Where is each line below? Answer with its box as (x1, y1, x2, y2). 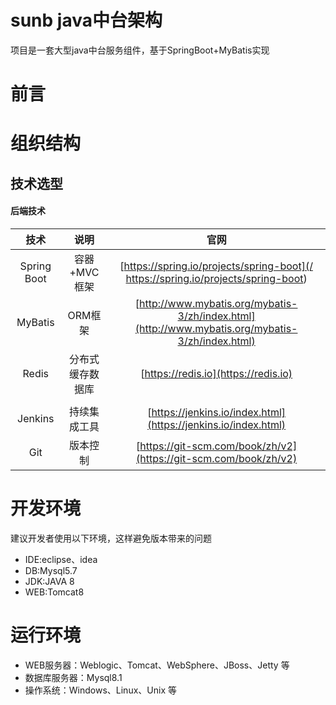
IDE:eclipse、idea (24, 553, 98, 565)
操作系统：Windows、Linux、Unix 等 (24, 684, 177, 696)
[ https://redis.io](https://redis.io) (140, 366, 293, 380)
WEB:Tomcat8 (24, 586, 85, 598)
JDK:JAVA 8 (24, 575, 75, 587)
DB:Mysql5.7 (24, 564, 78, 576)
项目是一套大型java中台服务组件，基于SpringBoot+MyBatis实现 (10, 44, 270, 56)
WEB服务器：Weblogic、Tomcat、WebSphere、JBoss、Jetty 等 (24, 659, 290, 671)
